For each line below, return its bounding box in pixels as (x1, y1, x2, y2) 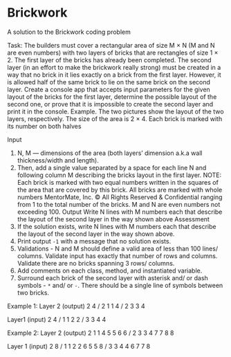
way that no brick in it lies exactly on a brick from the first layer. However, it (7, 71, 221, 79)
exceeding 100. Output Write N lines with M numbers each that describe (17, 208, 223, 216)
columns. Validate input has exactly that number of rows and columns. (17, 251, 218, 260)
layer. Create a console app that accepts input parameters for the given (7, 85, 211, 93)
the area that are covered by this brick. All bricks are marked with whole (17, 185, 223, 194)
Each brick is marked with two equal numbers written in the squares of (17, 178, 219, 186)
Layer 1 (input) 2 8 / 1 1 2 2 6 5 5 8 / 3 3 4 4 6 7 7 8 (7, 342, 151, 350)
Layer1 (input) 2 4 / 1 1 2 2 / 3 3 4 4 (7, 315, 107, 323)
